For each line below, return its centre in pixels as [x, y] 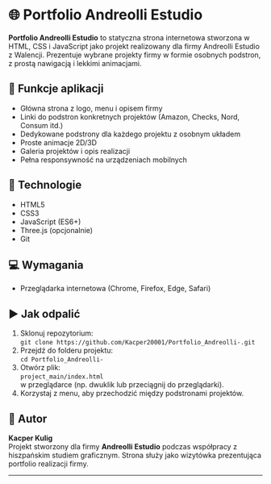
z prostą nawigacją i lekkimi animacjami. [75, 63]
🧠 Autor [28, 418]
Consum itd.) [42, 125]
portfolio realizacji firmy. [48, 464]
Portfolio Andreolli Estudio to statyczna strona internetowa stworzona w [129, 37]
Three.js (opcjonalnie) [56, 230]
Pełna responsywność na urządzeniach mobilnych [103, 160]
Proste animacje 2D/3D [58, 142]
